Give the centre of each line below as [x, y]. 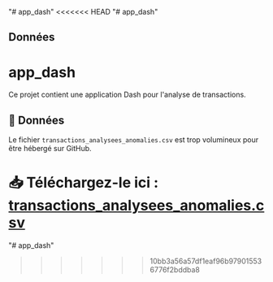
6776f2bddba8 [175, 270]
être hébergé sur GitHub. [50, 149]
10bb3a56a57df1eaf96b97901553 [206, 261]
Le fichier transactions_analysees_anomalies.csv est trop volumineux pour [133, 140]
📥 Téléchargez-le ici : [84, 183]
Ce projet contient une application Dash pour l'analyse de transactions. [127, 95]
